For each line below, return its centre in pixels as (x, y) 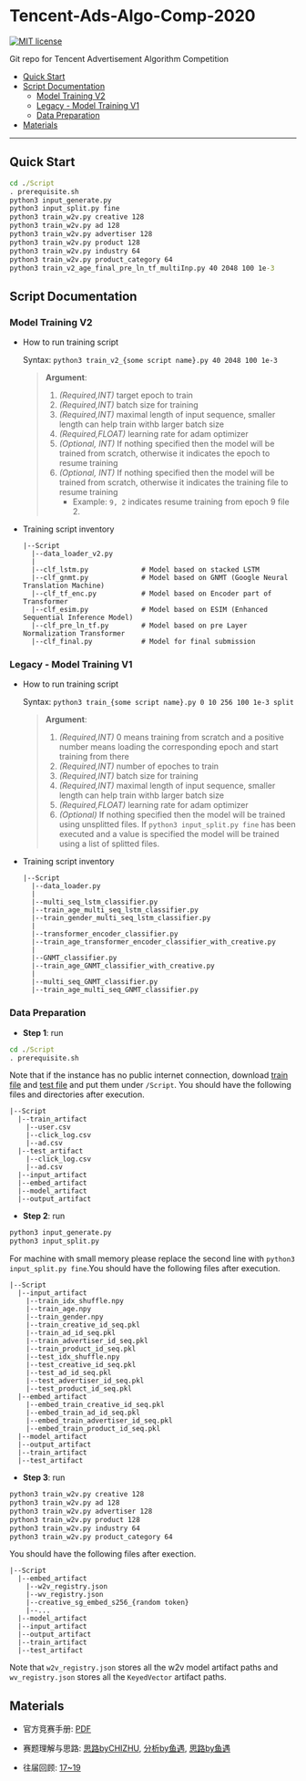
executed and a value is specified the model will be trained (169, 834)
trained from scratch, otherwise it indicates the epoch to (164, 453)
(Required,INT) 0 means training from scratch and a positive (171, 737)
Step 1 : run (43, 1032)
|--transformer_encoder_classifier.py (105, 934)
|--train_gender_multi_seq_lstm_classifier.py (121, 918)
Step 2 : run (44, 1216)
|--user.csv (48, 1127)
